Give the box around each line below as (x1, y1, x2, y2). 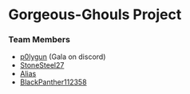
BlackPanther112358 (19, 77, 87, 87)
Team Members (8, 34, 70, 45)
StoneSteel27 (19, 61, 65, 70)
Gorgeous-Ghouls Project (8, 6, 182, 24)
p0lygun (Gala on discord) (19, 52, 106, 61)
